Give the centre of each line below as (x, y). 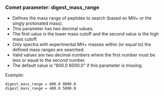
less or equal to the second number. (49, 60)
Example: (15, 75)
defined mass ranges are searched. (48, 50)
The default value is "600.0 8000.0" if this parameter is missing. (78, 65)
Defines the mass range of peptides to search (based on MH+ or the (82, 18)
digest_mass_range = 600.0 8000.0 (41, 84)
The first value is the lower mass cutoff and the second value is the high (85, 34)
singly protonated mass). (38, 23)
